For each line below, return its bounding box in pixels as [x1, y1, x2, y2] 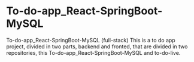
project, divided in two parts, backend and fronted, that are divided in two [6, 43, 188, 50]
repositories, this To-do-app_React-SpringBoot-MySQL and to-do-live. [6, 49, 181, 56]
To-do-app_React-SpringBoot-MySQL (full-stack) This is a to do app [6, 36, 175, 44]
